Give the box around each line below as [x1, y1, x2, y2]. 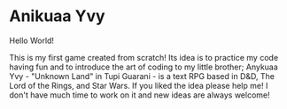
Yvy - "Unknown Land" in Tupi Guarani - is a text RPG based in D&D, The [9, 70, 275, 81]
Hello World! [9, 35, 55, 46]
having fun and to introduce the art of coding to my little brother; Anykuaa [9, 62, 279, 72]
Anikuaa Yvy [9, 6, 105, 26]
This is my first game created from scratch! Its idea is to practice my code [9, 52, 279, 62]
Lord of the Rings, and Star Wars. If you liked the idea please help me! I [9, 80, 268, 91]
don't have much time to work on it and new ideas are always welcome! [9, 90, 270, 100]
